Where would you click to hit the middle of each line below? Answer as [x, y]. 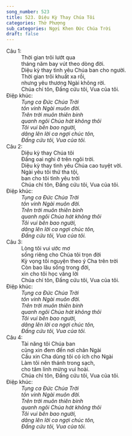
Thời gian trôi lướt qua [48, 57]
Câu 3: [14, 242]
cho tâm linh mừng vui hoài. [55, 370]
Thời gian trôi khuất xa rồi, [53, 77]
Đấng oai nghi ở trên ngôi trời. [58, 159]
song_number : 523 [28, 12]
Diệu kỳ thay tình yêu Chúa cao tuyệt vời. [72, 166]
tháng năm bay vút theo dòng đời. [63, 64]
